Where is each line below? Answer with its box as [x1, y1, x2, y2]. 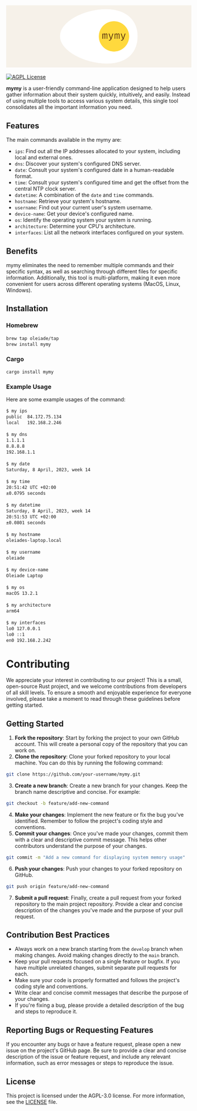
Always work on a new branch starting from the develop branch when [14, 946, 183, 953]
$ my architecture [6, 603, 51, 608]
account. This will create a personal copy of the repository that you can [14, 741, 188, 748]
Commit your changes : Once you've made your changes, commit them [14, 830, 188, 837]
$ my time [6, 479, 31, 485]
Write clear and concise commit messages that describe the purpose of [14, 989, 189, 996]
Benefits [6, 246, 38, 256]
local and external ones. [14, 154, 74, 161]
